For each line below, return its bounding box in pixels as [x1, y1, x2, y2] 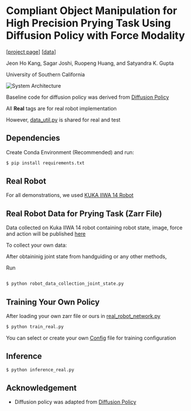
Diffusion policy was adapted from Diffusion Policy [14, 399, 137, 406]
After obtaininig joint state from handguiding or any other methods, [6, 253, 167, 260]
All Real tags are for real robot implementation [6, 105, 117, 112]
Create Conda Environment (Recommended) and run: [6, 148, 134, 156]
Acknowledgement [6, 383, 77, 393]
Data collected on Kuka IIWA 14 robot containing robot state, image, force [6, 224, 183, 232]
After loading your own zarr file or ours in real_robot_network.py [6, 312, 161, 319]
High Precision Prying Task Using [6, 16, 171, 30]
